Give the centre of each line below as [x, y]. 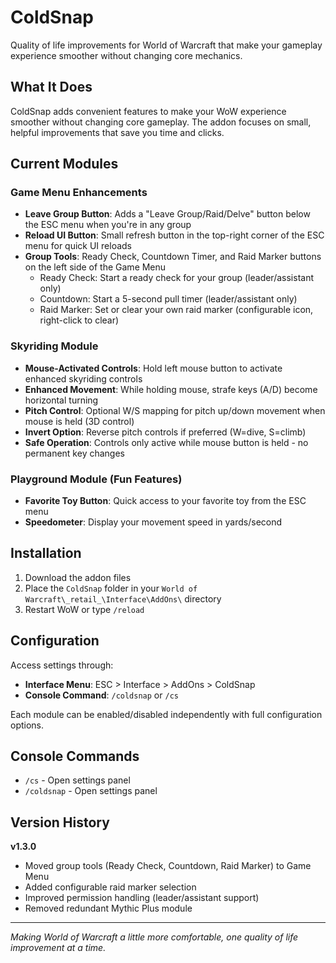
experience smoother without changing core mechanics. [126, 55]
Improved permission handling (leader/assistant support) [142, 898]
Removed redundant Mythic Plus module [108, 908]
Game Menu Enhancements [79, 193]
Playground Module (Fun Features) [96, 479]
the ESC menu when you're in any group [108, 225]
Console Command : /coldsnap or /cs [101, 695]
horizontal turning [61, 400]
